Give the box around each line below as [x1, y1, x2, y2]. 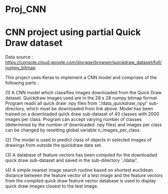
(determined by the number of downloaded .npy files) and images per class [5, 122, 162, 128]
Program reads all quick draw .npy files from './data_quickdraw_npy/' [5, 100, 148, 106]
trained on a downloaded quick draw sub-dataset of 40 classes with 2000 [5, 111, 160, 117]
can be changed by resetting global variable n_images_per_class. [5, 127, 141, 133]
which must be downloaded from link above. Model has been [26, 106, 153, 112]
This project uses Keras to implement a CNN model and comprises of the [5, 75, 157, 81]
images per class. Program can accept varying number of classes [5, 116, 142, 122]
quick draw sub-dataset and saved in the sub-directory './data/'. [5, 157, 138, 163]
